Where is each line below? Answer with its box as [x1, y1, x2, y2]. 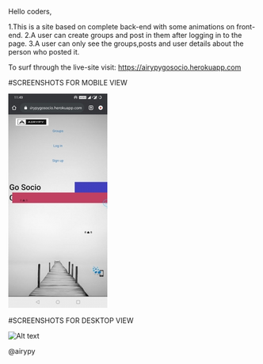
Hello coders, [8, 7, 52, 16]
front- [236, 22, 256, 31]
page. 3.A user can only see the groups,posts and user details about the [8, 39, 244, 48]
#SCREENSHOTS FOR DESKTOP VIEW [8, 316, 134, 325]
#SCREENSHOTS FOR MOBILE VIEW [8, 78, 128, 87]
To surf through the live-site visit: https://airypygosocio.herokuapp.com [8, 63, 242, 72]
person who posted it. [8, 47, 80, 56]
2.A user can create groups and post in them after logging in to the [24, 31, 242, 40]
